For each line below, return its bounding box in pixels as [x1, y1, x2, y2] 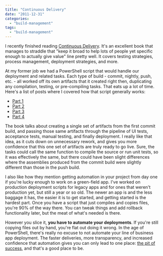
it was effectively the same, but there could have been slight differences [5, 154, 150, 160]
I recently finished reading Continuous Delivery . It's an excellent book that [5, 43, 153, 49]
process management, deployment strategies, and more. [5, 59, 119, 64]
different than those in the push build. [5, 165, 80, 170]
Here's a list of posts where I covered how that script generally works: [5, 89, 146, 94]
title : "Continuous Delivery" [5, 7, 67, 12]
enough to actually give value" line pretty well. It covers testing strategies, [5, 54, 153, 59]
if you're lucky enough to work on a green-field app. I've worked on [5, 179, 141, 185]
